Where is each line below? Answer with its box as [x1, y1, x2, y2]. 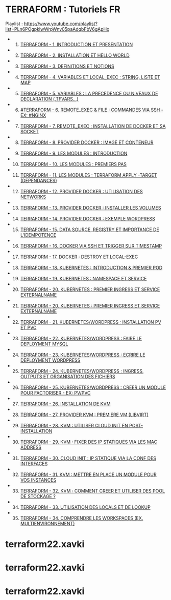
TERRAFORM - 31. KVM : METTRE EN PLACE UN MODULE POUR [20, 471, 157, 478]
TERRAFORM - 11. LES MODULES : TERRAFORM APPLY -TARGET [20, 172, 157, 178]
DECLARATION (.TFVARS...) [20, 96, 79, 102]
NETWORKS [20, 194, 46, 200]
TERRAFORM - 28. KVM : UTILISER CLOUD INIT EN [20, 422, 129, 428]
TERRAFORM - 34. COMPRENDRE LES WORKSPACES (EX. [20, 515, 143, 521]
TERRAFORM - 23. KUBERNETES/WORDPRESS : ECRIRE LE [20, 351, 145, 358]
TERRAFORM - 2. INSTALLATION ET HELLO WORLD [20, 52, 130, 58]
